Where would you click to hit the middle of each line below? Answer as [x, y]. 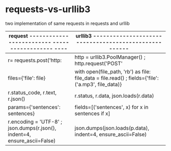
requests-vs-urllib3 [48, 9]
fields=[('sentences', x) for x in [111, 107]
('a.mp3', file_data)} [98, 84]
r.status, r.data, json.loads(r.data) [114, 96]
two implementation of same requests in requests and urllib [67, 23]
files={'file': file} [27, 78]
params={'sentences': [34, 107]
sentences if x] [92, 114]
